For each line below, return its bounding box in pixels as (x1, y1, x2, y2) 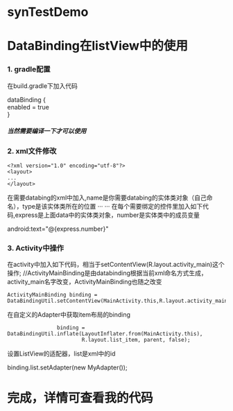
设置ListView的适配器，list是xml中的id (7, 349, 116, 358)
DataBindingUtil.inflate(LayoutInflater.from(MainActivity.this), (7, 331, 203, 338)
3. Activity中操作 (7, 243, 64, 253)
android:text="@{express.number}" (7, 225, 109, 233)
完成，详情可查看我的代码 (7, 390, 154, 405)
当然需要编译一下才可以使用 (7, 127, 87, 135)
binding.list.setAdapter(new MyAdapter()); (7, 363, 128, 371)
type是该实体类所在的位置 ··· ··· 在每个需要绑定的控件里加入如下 (21, 202, 203, 211)
